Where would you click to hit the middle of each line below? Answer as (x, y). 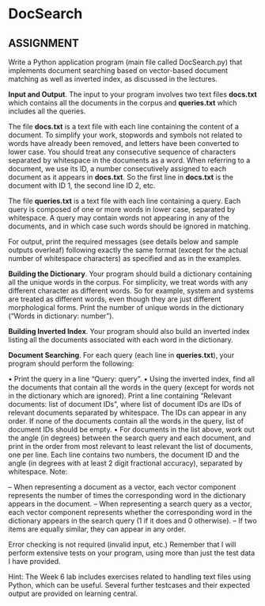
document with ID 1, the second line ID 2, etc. (82, 186)
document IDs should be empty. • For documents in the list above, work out (131, 430)
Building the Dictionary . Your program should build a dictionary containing (130, 274)
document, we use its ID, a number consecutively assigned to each (117, 169)
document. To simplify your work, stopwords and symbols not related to (125, 135)
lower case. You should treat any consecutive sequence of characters (122, 152)
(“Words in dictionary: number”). (61, 316)
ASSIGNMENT (44, 43)
